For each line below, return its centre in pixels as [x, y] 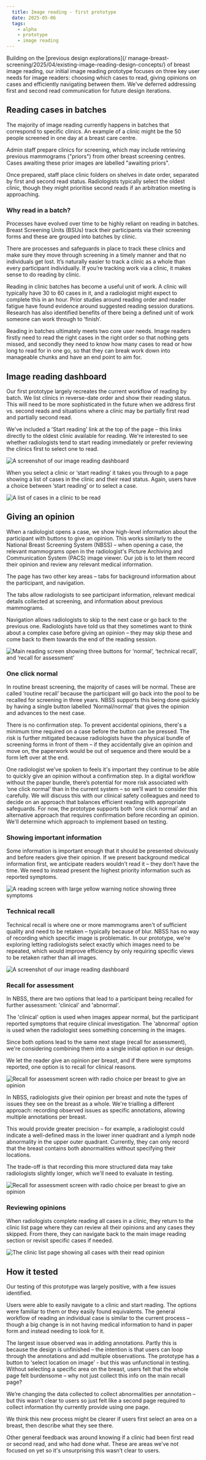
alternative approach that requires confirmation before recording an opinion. [103, 815]
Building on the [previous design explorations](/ [67, 58]
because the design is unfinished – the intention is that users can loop [94, 1349]
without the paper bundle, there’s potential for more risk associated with [97, 783]
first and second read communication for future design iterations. [89, 91]
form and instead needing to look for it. [55, 1331]
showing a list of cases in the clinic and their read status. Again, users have [101, 479]
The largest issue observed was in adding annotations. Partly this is [92, 1343]
